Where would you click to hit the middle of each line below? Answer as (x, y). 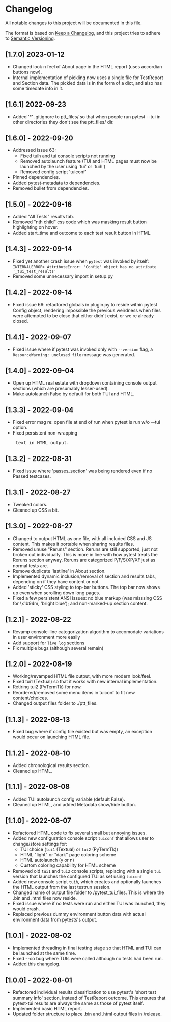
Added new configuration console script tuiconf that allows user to (83, 838)
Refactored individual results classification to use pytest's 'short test (84, 992)
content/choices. (30, 698)
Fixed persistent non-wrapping (45, 433)
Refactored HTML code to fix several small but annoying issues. (79, 833)
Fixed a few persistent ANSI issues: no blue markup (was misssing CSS (87, 598)
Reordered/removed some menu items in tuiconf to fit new (74, 693)
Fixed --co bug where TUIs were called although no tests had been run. (88, 959)
